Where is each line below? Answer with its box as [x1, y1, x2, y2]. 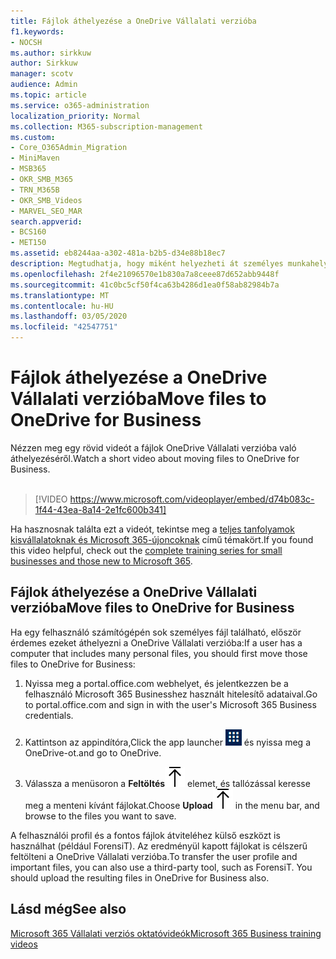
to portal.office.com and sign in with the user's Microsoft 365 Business [24, 698, 317, 710]
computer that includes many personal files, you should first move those [10, 647, 308, 659]
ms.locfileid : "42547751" [10, 322, 118, 332]
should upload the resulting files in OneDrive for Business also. [10, 871, 270, 884]
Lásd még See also [10, 901, 127, 918]
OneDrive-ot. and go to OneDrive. [24, 746, 162, 759]
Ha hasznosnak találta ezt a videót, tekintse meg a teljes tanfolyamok [10, 523, 295, 535]
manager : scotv [10, 69, 74, 79]
